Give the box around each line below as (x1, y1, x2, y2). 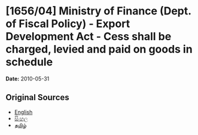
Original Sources (5, 92, 69, 103)
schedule (5, 55, 53, 69)
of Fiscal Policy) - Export (5, 17, 130, 31)
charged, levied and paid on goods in (5, 43, 193, 56)
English (14, 108, 33, 115)
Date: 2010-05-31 (5, 75, 50, 82)
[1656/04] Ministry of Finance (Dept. (5, 4, 191, 18)
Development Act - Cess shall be (5, 30, 172, 43)
